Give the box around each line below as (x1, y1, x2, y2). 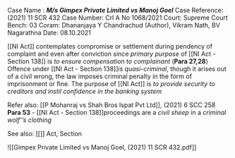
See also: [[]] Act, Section (7, 130, 83, 138)
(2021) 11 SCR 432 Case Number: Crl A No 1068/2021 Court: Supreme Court (7, 13, 228, 22)
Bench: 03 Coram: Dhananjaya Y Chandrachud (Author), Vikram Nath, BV (7, 21, 221, 29)
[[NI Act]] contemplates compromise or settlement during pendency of (7, 42, 213, 50)
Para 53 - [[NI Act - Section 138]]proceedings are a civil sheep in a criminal (7, 109, 227, 116)
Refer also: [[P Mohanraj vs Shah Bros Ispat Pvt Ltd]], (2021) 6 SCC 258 (7, 101, 216, 109)
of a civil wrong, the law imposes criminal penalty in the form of (7, 72, 193, 80)
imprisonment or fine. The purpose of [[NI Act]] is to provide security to (7, 80, 215, 87)
